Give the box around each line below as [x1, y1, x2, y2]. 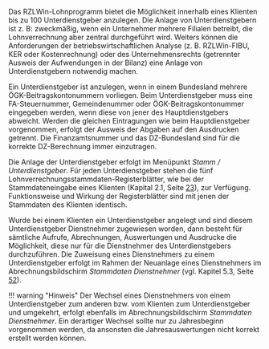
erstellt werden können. [8, 333, 87, 343]
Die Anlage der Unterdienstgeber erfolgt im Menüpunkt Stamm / [8, 157, 221, 167]
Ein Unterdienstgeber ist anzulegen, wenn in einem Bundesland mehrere [8, 82, 247, 91]
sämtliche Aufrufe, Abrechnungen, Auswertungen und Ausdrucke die [8, 233, 237, 241]
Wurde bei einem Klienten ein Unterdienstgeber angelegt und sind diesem [8, 216, 253, 225]
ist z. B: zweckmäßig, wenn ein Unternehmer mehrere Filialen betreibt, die [8, 24, 253, 33]
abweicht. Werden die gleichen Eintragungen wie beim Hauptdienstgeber [8, 116, 251, 125]
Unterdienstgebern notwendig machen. [8, 67, 139, 75]
